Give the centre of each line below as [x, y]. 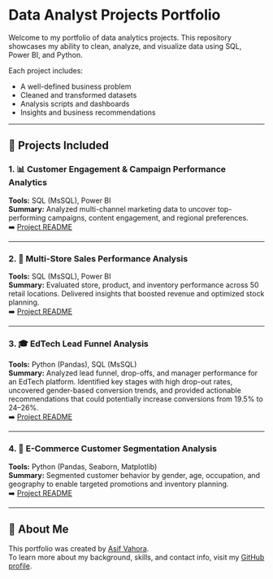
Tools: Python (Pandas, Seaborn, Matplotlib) [83, 467]
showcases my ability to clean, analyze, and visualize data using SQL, [125, 46]
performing [27, 217]
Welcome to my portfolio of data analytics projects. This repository [120, 37]
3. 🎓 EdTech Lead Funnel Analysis [78, 344]
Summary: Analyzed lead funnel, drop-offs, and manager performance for [133, 373]
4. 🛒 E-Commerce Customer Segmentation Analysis [113, 449]
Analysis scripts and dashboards [75, 103]
